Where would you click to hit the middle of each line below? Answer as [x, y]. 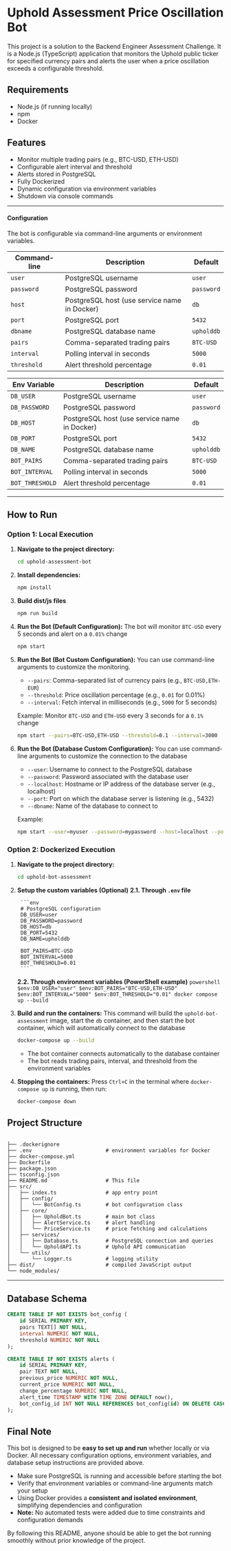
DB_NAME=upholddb [45, 939]
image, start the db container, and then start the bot [122, 1020]
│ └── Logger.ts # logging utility [82, 1259]
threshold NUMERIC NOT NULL [59, 1340]
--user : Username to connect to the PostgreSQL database [110, 769]
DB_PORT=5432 [39, 933]
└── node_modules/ [33, 1271]
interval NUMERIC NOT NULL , [59, 1334]
